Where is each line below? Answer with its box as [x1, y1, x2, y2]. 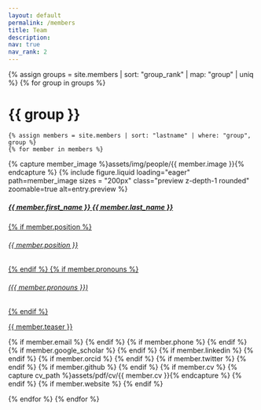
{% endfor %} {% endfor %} [8, 394, 100, 404]
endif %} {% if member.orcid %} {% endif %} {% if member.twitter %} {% [8, 354, 247, 364]
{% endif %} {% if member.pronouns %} [8, 264, 139, 274]
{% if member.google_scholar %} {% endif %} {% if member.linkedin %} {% [8, 345, 254, 355]
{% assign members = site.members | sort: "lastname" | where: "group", [8, 131, 252, 139]
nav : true [8, 41, 41, 49]
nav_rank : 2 [8, 48, 47, 56]
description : [8, 33, 51, 42]
